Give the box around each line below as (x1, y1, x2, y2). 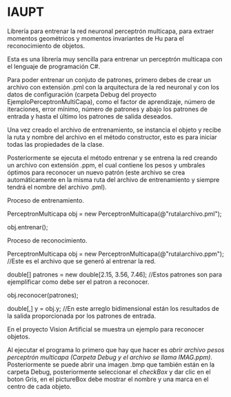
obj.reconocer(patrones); (7, 291, 79, 299)
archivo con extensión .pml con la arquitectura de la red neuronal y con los (7, 83, 219, 91)
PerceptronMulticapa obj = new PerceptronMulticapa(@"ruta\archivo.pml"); (7, 210, 222, 218)
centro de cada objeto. (7, 382, 72, 390)
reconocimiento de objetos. (7, 41, 85, 50)
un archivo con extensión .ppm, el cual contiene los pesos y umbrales (7, 161, 205, 169)
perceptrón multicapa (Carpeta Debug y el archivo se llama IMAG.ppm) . (7, 353, 212, 361)
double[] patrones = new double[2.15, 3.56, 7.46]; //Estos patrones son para (7, 270, 223, 278)
